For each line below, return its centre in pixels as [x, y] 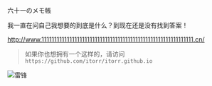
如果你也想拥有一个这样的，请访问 [75, 54]
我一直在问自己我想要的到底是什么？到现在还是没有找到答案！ [98, 25]
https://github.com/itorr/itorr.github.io [89, 61]
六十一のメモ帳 [29, 10]
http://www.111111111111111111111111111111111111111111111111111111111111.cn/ [106, 39]
